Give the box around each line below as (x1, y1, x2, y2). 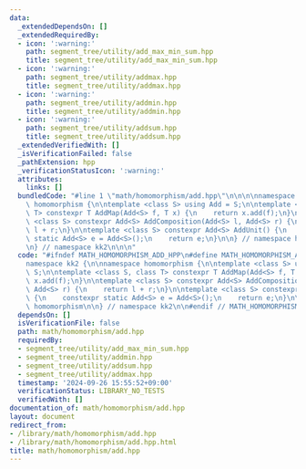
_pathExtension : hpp (17, 157, 96, 167)
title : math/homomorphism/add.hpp (9, 446, 141, 455)
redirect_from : (9, 421, 67, 430)
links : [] (25, 183, 64, 193)
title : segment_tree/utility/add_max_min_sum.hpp (25, 56, 219, 65)
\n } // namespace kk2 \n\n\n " (25, 243, 137, 252)
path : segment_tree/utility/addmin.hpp (25, 98, 178, 108)
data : (9, 13, 30, 23)
